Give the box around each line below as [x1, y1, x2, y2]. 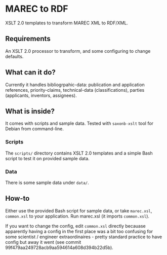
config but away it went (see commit [5, 239, 81, 245]
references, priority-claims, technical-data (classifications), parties [5, 87, 145, 93]
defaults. [5, 53, 24, 59]
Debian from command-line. [5, 126, 64, 132]
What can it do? [5, 68, 56, 77]
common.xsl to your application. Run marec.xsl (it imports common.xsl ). [5, 213, 150, 219]
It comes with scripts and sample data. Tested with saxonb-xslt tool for [5, 120, 153, 127]
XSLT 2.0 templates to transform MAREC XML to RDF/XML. [5, 20, 128, 26]
